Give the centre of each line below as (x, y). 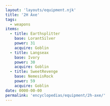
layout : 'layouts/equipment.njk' (41, 10)
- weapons (20, 24)
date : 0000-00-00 (24, 90)
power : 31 (25, 43)
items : (12, 29)
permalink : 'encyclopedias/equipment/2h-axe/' (56, 95)
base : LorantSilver (35, 39)
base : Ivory (27, 57)
